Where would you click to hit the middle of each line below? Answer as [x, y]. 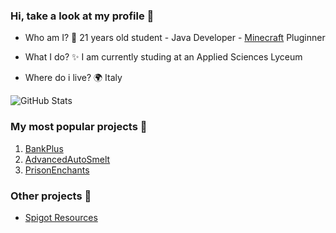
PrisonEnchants [57, 170]
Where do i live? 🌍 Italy [73, 78]
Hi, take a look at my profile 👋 [82, 16]
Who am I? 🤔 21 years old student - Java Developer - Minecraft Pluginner [175, 38]
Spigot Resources [61, 217]
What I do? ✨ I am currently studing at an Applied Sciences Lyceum [163, 57]
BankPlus [44, 148]
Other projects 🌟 [51, 196]
